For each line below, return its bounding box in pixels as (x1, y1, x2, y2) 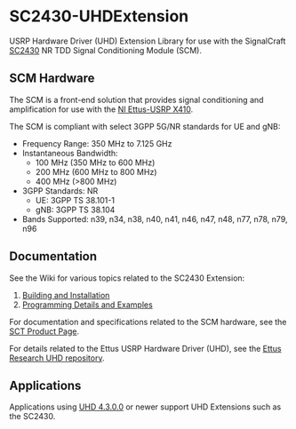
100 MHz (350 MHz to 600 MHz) (35, 157, 156, 168)
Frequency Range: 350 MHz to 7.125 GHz (21, 138, 172, 148)
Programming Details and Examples (21, 299, 153, 310)
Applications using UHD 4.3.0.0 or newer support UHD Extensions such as (9, 401, 282, 412)
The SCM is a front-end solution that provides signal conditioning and (9, 94, 264, 105)
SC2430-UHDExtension (9, 6, 189, 27)
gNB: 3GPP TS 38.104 (35, 204, 116, 215)
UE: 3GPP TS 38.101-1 (35, 195, 116, 205)
